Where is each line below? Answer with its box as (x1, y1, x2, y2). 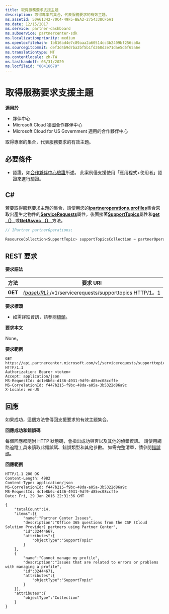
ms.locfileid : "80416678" (5, 64, 59, 69)
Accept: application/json (5, 374, 59, 379)
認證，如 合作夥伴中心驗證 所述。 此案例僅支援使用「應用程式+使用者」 (12, 169, 158, 175)
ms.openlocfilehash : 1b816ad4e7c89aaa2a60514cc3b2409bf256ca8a (5, 40, 141, 45)
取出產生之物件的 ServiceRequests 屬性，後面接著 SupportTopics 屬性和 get (5, 211, 160, 217)
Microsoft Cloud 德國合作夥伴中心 (12, 122, 83, 128)
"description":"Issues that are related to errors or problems (23, 560, 158, 565)
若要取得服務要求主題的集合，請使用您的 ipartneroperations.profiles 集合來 (5, 205, 160, 211)
